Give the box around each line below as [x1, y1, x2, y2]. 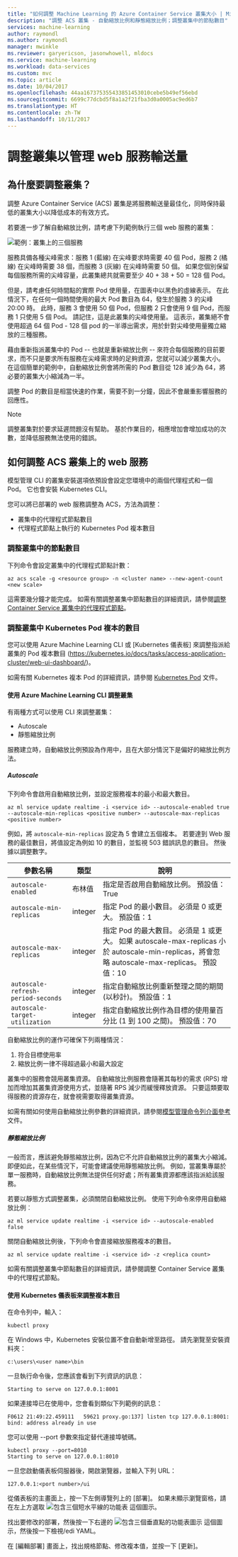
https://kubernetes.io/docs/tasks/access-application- [69, 649, 227, 658]
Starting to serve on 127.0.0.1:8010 [7, 1454, 119, 1461]
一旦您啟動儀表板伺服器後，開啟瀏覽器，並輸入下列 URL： [7, 1466, 177, 1475]
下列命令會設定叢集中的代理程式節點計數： [7, 561, 132, 569]
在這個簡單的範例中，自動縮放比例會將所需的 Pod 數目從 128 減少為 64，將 [7, 363, 226, 371]
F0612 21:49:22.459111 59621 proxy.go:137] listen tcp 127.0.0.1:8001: [7, 1413, 230, 1421]
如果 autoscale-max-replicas [118, 936, 217, 946]
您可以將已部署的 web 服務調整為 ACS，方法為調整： [7, 500, 162, 509]
